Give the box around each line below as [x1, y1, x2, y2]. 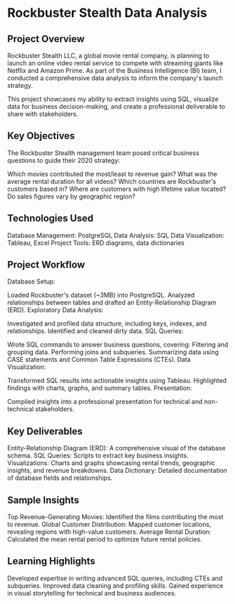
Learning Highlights [7, 556, 96, 568]
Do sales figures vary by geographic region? [7, 192, 135, 201]
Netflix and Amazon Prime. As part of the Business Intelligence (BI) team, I [7, 67, 222, 74]
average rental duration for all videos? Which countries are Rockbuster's [7, 177, 216, 185]
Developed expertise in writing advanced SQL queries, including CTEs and [7, 574, 223, 582]
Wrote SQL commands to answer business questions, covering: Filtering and [7, 340, 229, 349]
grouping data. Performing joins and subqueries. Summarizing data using [7, 348, 219, 356]
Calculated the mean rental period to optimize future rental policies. [7, 535, 202, 544]
